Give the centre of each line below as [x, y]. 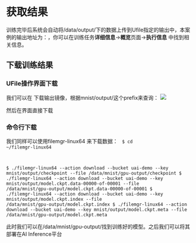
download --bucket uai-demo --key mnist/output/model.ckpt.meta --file [97, 209]
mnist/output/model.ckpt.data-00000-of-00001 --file [73, 184]
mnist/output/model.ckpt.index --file [54, 199]
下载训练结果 [30, 65]
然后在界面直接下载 [30, 110]
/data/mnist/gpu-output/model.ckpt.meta [57, 214]
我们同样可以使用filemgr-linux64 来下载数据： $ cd [69, 141]
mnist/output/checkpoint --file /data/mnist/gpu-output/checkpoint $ [94, 173]
